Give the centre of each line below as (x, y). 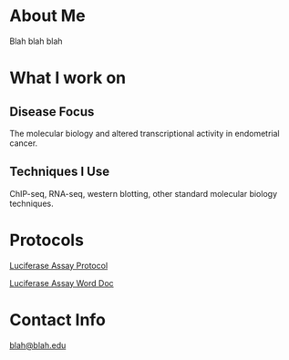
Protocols (47, 240)
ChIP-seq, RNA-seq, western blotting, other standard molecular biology (144, 193)
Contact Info (58, 319)
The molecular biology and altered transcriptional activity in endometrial (144, 133)
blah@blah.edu (38, 345)
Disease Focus (52, 112)
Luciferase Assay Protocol (59, 265)
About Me (47, 16)
